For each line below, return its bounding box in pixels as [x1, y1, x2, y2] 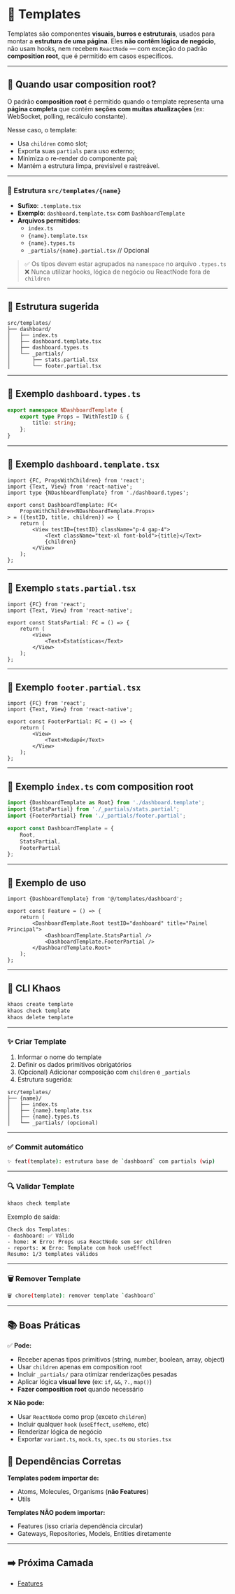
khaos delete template [7, 1014, 73, 1021]
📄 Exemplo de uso [7, 876, 87, 888]
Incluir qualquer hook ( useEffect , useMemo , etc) [17, 1420, 150, 1429]
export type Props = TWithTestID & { [20, 413, 130, 420]
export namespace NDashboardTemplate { [7, 406, 124, 414]
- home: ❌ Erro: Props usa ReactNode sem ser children [7, 1238, 171, 1245]
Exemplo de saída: [7, 1212, 61, 1221]
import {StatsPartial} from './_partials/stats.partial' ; [7, 806, 180, 813]
